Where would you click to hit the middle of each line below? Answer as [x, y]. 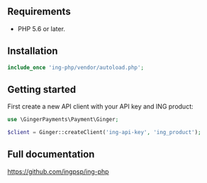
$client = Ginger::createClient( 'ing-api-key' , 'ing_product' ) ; [104, 133]
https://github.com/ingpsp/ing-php [58, 171]
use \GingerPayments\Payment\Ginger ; [63, 120]
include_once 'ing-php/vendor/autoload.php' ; [75, 67]
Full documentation [51, 154]
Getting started [42, 89]
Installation [33, 51]
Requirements [39, 12]
